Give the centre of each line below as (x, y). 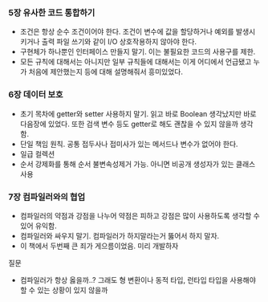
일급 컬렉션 (37, 153)
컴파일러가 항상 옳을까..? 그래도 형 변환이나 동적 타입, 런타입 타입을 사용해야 (138, 280)
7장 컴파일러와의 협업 (47, 197)
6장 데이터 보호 (36, 95)
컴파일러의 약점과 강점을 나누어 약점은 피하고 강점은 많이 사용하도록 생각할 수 (140, 215)
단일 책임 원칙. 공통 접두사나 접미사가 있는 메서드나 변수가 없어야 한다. (129, 144)
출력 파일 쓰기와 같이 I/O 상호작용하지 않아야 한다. (119, 42)
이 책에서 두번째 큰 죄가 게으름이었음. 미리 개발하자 (99, 246)
